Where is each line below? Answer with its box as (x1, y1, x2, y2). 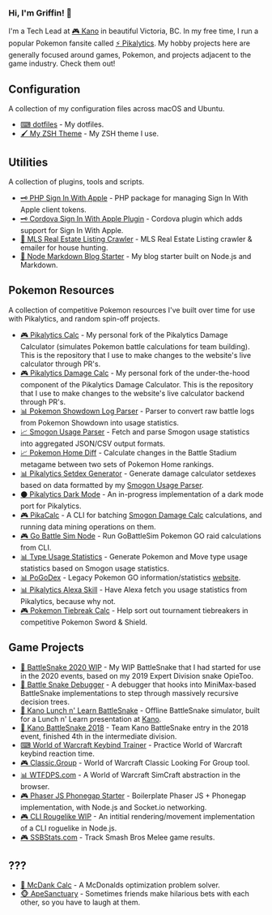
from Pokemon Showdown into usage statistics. (19, 417, 180, 427)
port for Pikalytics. (19, 501, 82, 511)
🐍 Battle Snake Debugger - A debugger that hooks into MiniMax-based (19, 680, 257, 689)
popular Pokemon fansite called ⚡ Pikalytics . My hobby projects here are (8, 38, 251, 48)
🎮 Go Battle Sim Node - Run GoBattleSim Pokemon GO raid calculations (19, 531, 261, 541)
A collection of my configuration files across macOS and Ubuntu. (8, 104, 225, 114)
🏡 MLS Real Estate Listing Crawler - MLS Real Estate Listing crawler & (19, 234, 253, 244)
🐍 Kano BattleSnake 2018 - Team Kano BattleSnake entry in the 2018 (19, 723, 249, 732)
